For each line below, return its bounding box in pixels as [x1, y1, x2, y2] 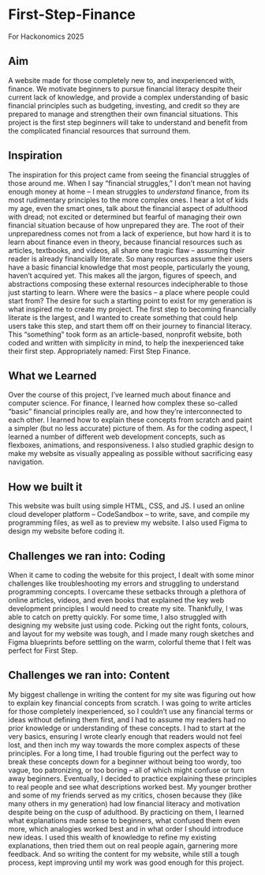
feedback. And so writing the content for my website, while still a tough [8, 849, 240, 858]
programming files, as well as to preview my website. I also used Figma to [8, 518, 248, 527]
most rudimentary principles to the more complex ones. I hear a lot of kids [8, 195, 248, 205]
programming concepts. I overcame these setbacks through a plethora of [8, 587, 247, 596]
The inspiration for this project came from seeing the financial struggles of [8, 170, 250, 179]
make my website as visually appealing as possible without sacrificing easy [8, 449, 253, 458]
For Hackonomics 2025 [8, 32, 84, 41]
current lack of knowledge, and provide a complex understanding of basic [8, 92, 249, 102]
